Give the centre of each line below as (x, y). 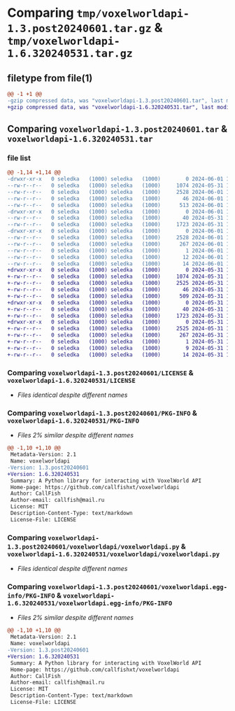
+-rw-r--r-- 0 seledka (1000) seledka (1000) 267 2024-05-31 (115, 335)
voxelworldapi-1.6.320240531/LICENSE (72, 380)
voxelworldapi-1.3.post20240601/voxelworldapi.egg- (137, 587)
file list (19, 157)
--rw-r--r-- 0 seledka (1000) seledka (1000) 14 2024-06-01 (115, 264)
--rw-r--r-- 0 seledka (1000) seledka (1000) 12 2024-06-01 (115, 257)
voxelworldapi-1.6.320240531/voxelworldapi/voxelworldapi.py (114, 554)
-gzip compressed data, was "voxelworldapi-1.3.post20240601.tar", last (115, 100)
